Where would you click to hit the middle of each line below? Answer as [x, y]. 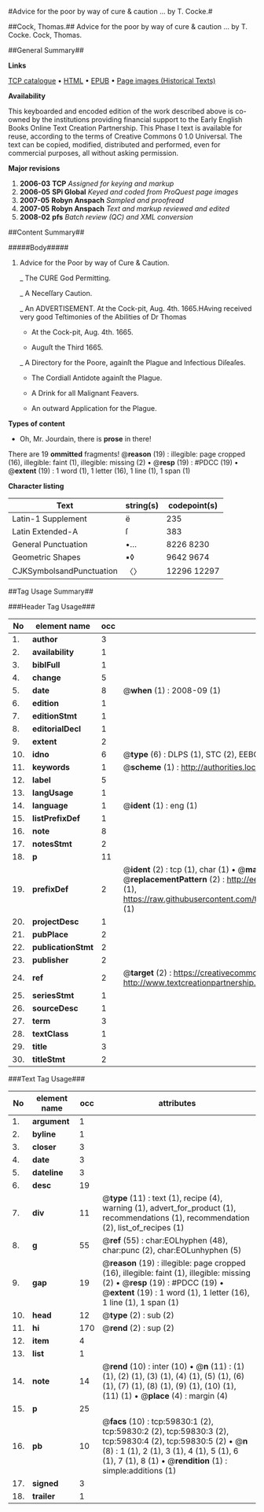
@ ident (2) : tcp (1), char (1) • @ [184, 869]
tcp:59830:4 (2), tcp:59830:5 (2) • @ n [175, 1441]
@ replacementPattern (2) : [174, 879]
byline [44, 1134]
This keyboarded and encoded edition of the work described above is [121, 111]
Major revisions [34, 168]
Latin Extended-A [45, 532]
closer [44, 1147]
